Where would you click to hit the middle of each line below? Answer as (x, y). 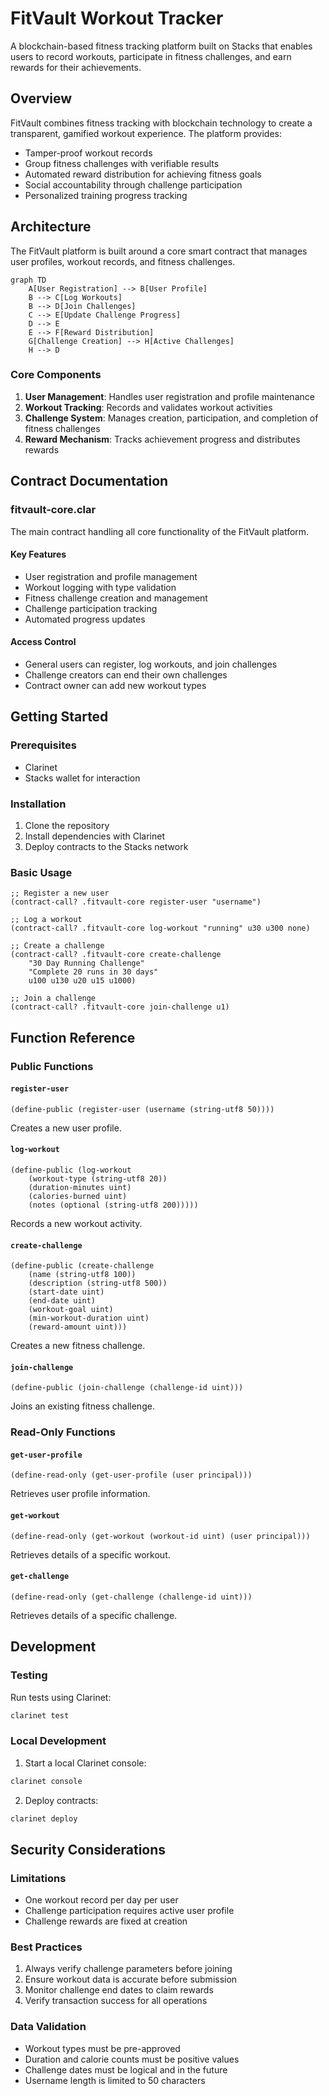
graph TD (28, 280)
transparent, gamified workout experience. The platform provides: (146, 133)
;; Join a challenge (53, 998)
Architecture (51, 227)
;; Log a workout (46, 920)
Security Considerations (88, 1849)
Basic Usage (41, 872)
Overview (41, 98)
